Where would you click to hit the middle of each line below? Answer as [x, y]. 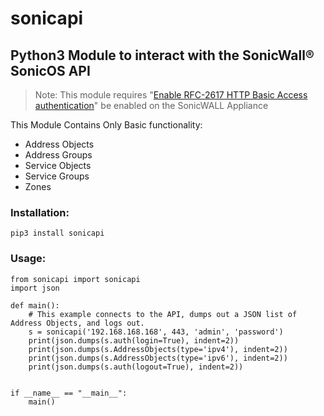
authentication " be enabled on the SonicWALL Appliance [151, 105]
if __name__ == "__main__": [69, 393]
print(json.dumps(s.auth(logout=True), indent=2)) [136, 367]
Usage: [28, 259]
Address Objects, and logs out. [77, 323]
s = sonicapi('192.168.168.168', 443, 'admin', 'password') [156, 332]
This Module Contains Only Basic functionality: [106, 125]
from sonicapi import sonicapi [75, 279]
